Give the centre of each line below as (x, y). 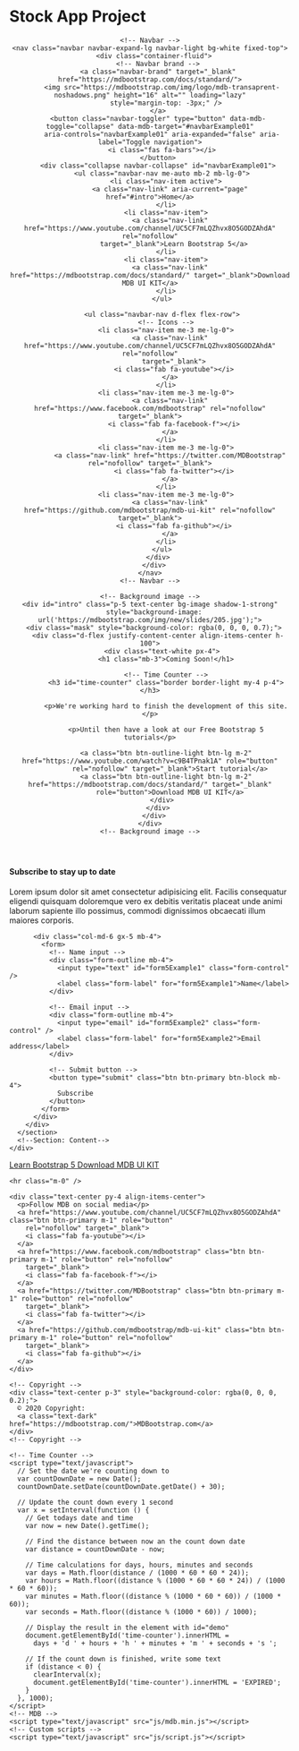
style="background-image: (154, 612)
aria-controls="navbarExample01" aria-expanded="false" (150, 134)
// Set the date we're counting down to (93, 1471)
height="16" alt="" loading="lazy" (180, 95)
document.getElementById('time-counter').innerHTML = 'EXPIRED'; (157, 1682)
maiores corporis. (42, 920)
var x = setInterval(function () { (83, 1510)
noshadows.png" (82, 95)
